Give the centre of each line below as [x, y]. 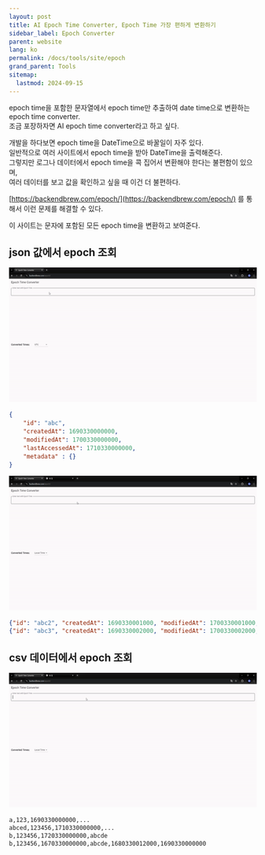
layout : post [30, 17]
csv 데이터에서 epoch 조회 [71, 658]
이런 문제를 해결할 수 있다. [63, 208]
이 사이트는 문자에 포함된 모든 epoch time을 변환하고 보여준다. [105, 225]
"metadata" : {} [50, 456]
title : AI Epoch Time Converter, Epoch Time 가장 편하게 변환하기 [112, 25]
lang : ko [23, 50]
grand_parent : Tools [43, 67]
